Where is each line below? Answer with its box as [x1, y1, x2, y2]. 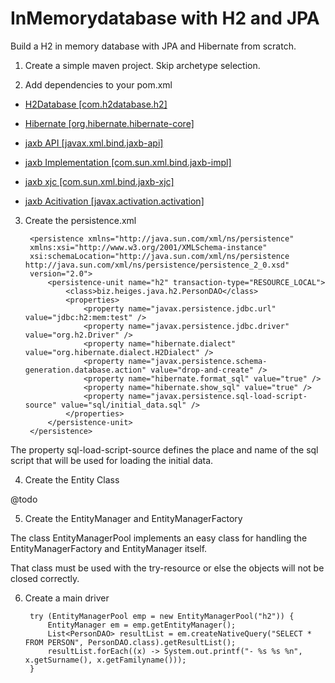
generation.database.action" [24, 365, 147, 375]
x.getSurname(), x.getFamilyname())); [24, 655, 187, 665]
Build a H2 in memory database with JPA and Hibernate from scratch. [10, 40, 297, 52]
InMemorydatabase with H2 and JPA [10, 7, 320, 30]
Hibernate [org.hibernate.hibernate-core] [24, 117, 195, 129]
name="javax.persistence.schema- [128, 356, 268, 366]
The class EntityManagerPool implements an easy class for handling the [10, 532, 308, 544]
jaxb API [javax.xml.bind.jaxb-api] [24, 137, 164, 149]
